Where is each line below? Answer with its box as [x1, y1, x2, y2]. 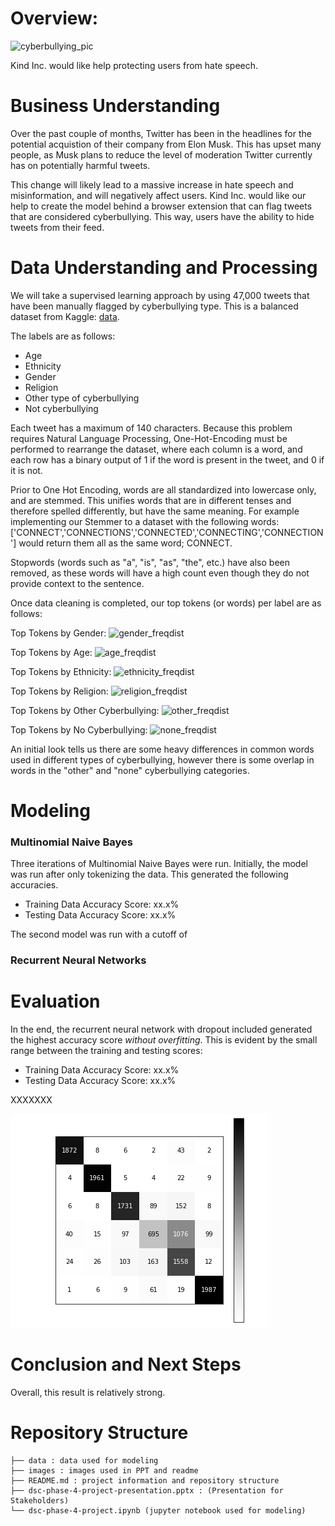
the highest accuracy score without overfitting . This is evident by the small [10, 1034, 318, 1046]
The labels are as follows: [10, 330, 116, 342]
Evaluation [10, 990, 101, 1013]
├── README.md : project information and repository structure [10, 1476, 280, 1486]
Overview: [10, 7, 99, 30]
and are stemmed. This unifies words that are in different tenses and [10, 494, 292, 506]
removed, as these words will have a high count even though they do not [10, 567, 310, 579]
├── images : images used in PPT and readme [10, 1466, 199, 1476]
